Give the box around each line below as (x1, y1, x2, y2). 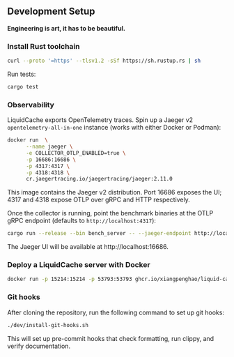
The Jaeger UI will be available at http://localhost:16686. (7, 243, 169, 251)
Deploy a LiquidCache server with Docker (7, 260, 151, 270)
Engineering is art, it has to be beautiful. (7, 24, 125, 32)
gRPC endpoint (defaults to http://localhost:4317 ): (7, 216, 157, 225)
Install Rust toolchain (7, 41, 80, 51)
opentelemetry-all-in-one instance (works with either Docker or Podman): (7, 123, 221, 132)
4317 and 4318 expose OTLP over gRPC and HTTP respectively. (7, 195, 190, 204)
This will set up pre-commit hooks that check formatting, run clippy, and (7, 334, 214, 342)
